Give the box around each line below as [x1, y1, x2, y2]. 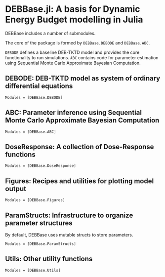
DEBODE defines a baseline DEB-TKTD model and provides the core [5, 49, 140, 55]
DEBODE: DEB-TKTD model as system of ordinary [5, 74, 161, 82]
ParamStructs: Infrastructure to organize [5, 211, 133, 219]
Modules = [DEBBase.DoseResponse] [5, 163, 77, 168]
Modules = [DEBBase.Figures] [5, 198, 65, 203]
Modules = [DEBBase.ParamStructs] [5, 241, 77, 246]
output [5, 184, 26, 193]
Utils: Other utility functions [5, 255, 93, 263]
